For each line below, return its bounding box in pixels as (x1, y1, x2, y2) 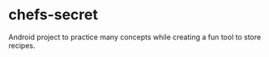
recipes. (8, 40, 36, 50)
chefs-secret (8, 6, 99, 24)
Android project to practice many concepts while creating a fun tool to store (8, 32, 262, 42)
